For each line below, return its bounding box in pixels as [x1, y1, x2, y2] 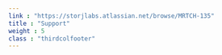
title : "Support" [8, 19, 70, 27]
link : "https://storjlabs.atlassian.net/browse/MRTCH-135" [8, 11, 216, 20]
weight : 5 [8, 27, 45, 35]
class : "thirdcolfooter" [8, 34, 95, 43]
